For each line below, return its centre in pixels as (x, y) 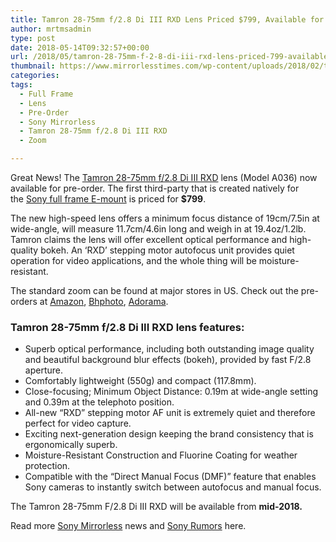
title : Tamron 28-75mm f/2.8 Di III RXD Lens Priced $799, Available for (167, 19)
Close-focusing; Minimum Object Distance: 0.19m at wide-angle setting (171, 392)
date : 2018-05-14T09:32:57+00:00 (80, 47)
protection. (47, 466)
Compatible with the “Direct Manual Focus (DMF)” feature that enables (170, 477)
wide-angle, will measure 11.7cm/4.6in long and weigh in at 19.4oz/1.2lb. (158, 229)
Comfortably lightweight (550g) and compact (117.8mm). (140, 381)
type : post (33, 38)
